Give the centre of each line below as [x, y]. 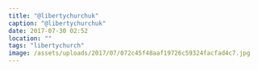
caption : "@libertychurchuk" [57, 23]
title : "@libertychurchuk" [54, 16]
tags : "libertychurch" [46, 46]
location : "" [30, 38]
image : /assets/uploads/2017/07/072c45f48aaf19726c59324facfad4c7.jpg [129, 53]
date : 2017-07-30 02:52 [48, 31]
